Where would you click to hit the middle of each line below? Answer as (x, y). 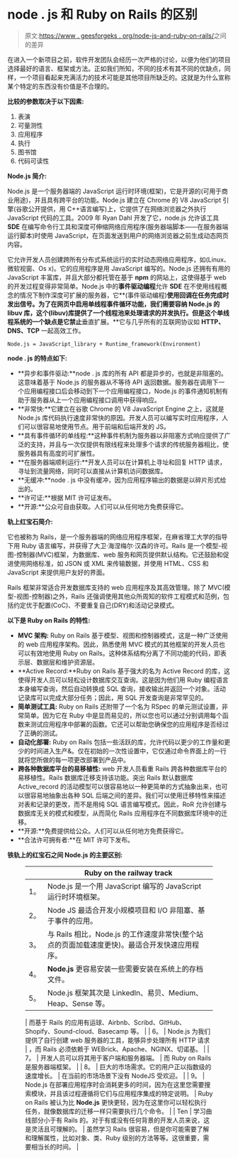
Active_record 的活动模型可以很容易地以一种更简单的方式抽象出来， (117, 786)
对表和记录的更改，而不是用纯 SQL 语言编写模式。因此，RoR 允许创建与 (122, 804)
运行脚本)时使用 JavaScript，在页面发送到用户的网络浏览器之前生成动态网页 (118, 235)
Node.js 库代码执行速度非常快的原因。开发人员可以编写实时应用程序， (120, 417)
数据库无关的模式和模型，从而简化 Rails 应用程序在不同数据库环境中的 (119, 813)
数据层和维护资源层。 (68, 662)
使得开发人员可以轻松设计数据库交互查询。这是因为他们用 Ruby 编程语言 (123, 680)
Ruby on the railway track (128, 873)
